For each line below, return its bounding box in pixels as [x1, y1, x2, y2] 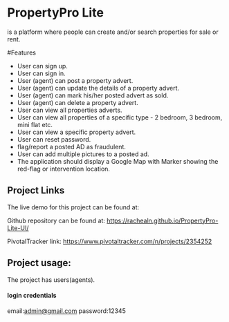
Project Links [7, 184, 65, 196]
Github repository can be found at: [7, 216, 106, 225]
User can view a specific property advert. [17, 128, 136, 136]
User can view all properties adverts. [17, 106, 122, 114]
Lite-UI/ [7, 223, 29, 232]
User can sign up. [17, 61, 68, 70]
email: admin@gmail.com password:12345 [7, 306, 126, 315]
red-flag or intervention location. [17, 164, 111, 173]
